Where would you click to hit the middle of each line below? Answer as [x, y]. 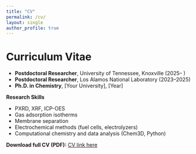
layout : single [25, 22]
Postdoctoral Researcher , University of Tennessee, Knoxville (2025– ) [100, 73]
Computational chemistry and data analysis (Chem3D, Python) [90, 133]
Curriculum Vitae [49, 57]
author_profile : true [33, 28]
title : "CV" [21, 11]
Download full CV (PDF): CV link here [52, 145]
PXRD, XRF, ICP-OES [40, 109]
